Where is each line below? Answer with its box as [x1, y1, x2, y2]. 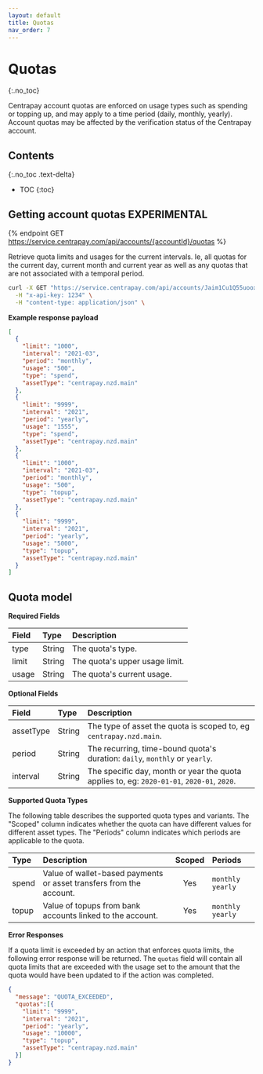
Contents [8, 148, 55, 162]
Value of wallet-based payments [42, 868, 164, 879]
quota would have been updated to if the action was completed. [8, 970, 214, 980]
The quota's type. [71, 643, 137, 654]
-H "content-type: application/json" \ [15, 298, 146, 306]
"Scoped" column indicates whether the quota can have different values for [8, 820, 252, 829]
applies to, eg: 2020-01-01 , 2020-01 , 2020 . [87, 776, 236, 787]
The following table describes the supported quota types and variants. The [8, 811, 250, 820]
